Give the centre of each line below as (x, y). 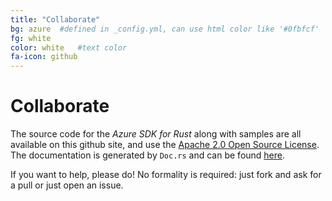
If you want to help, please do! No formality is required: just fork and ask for (166, 175)
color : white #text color (69, 47)
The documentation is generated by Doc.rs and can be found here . (148, 155)
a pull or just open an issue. (67, 185)
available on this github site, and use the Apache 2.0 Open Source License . (165, 145)
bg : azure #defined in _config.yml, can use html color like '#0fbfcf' (165, 29)
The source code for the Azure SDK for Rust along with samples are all (156, 134)
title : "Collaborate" (55, 19)
